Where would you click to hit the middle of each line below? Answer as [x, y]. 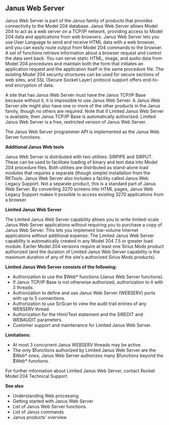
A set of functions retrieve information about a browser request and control [83, 53]
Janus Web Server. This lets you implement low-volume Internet [72, 230]
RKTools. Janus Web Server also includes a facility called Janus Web [77, 178]
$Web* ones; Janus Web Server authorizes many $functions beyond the [88, 355]
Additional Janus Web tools [35, 147]
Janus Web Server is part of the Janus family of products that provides [79, 20]
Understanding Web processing [46, 396]
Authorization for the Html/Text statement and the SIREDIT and [78, 314]
